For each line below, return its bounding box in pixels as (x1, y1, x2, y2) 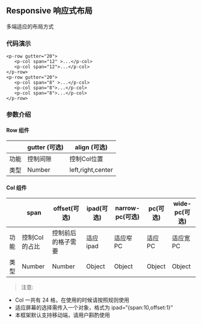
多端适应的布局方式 (6, 23, 54, 30)
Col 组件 (6, 184, 27, 191)
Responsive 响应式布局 (6, 5, 93, 16)
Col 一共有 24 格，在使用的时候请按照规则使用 (14, 296, 129, 304)
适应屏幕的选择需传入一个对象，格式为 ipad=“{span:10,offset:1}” (14, 304, 173, 311)
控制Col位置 (69, 155, 103, 164)
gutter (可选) (27, 143, 64, 151)
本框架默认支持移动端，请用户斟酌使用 (14, 311, 110, 319)
